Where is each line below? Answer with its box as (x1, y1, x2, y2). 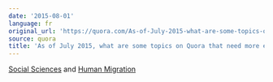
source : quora (8, 34, 57, 43)
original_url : (8, 27, 57, 35)
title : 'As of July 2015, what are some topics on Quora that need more (8, 42, 260, 50)
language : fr (8, 19, 53, 28)
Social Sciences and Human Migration (8, 64, 136, 74)
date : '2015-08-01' (8, 11, 75, 20)
